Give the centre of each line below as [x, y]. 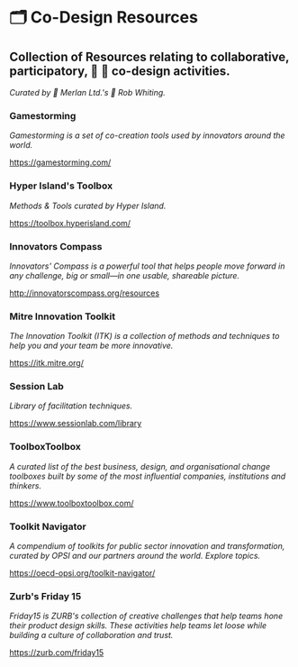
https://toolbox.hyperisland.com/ [70, 223]
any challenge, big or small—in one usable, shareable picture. [125, 275]
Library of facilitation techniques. [71, 406]
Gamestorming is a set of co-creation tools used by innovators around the [147, 135]
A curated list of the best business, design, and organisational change [140, 466]
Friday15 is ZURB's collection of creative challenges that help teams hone [146, 616]
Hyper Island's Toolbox [61, 186]
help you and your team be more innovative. [91, 346]
